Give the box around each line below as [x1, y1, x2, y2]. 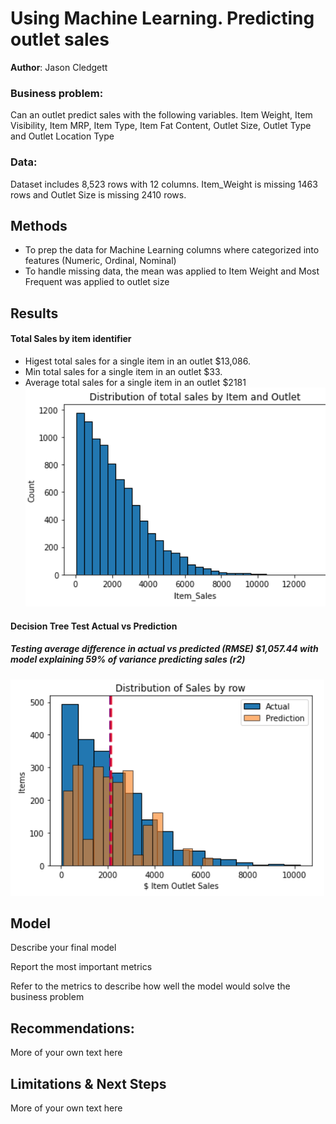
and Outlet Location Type [10, 130, 115, 142]
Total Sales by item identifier [10, 333, 132, 345]
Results [10, 305, 59, 322]
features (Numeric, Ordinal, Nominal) [24, 255, 177, 267]
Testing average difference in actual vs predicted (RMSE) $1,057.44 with [10, 643, 319, 655]
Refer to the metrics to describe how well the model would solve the [10, 980, 291, 992]
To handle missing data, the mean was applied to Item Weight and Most [24, 265, 320, 277]
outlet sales [10, 28, 110, 51]
